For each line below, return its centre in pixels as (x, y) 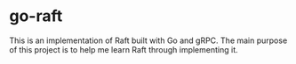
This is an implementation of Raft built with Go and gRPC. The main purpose (148, 40)
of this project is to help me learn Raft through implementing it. (124, 49)
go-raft (36, 16)
